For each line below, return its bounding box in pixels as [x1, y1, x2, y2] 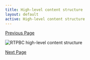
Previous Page [5, 30, 35, 36]
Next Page [5, 49, 27, 55]
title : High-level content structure [5, 7, 83, 12]
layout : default [5, 12, 39, 17]
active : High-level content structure [5, 16, 85, 21]
